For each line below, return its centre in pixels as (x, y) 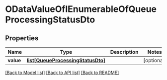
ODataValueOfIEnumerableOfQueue (81, 9)
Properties (22, 38)
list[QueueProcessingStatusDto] (66, 60)
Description (124, 52)
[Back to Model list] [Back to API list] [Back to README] (62, 73)
